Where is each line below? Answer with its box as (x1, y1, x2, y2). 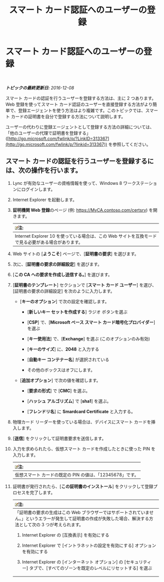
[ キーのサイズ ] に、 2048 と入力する (27, 346, 99, 352)
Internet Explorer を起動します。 (12, 197, 77, 202)
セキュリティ (126, 559, 151, 565)
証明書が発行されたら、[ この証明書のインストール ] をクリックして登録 (12, 484, 154, 490)
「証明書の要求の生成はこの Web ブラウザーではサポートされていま (15, 510, 150, 515)
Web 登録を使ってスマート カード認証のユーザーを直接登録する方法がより (5, 101, 153, 107)
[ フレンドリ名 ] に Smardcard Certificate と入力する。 (27, 409, 136, 414)
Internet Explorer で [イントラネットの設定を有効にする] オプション (22, 542, 156, 548)
